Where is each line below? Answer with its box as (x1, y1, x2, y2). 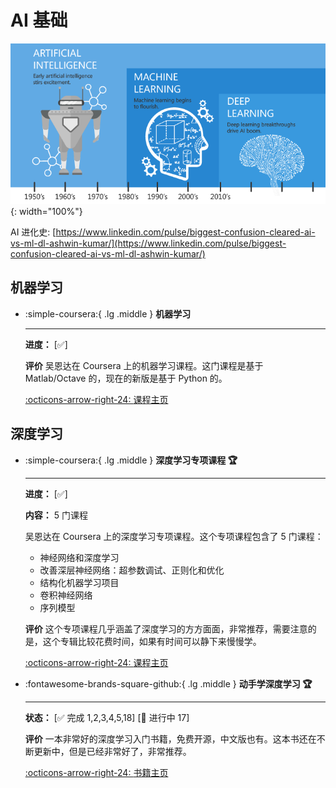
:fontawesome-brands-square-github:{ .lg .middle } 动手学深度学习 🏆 (24, 677, 313, 690)
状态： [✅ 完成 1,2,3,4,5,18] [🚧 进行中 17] (24, 711, 190, 723)
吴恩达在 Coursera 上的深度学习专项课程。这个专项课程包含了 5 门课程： (24, 530, 324, 542)
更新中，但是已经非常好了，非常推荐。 (33, 745, 192, 757)
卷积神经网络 (39, 589, 93, 601)
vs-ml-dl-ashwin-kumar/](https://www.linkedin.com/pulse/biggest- (10, 237, 287, 249)
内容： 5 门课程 (24, 509, 88, 521)
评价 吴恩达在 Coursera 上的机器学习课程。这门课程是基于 (24, 359, 264, 371)
